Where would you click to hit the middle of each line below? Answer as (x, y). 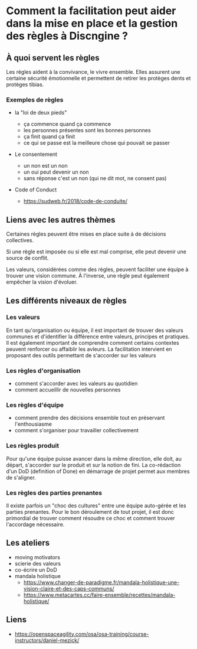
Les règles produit (33, 446)
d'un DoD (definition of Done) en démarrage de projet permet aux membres (98, 471)
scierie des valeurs (37, 563)
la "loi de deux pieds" (41, 113)
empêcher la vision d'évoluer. (42, 282)
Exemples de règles (35, 100)
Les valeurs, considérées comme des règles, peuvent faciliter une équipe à (97, 269)
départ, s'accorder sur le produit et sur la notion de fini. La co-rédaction (93, 465)
